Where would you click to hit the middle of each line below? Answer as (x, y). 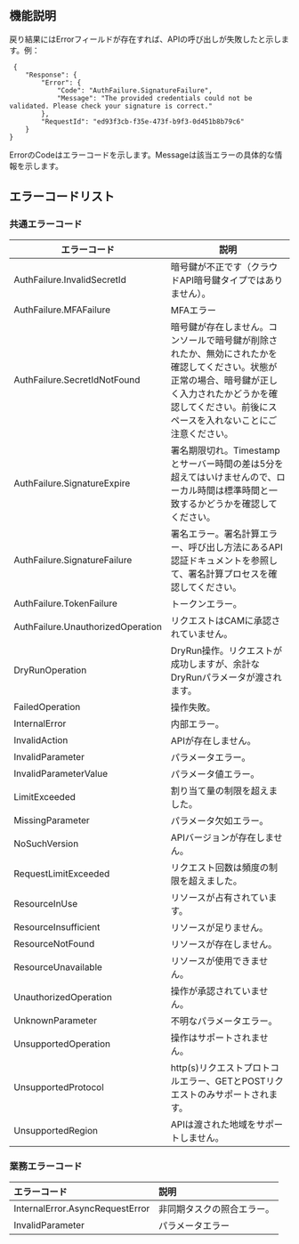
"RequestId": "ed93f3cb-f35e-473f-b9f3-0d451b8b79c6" (143, 121)
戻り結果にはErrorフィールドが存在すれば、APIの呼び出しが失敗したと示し (145, 39)
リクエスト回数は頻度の (220, 868)
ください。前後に (233, 407)
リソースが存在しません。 (224, 944)
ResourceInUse (46, 903)
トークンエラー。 (206, 603)
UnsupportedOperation (62, 1044)
